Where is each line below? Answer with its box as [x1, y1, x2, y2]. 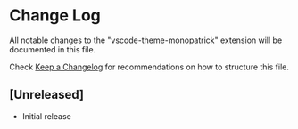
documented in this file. [9, 44, 96, 54]
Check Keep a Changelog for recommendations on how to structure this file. [9, 61, 290, 72]
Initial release [21, 110, 71, 121]
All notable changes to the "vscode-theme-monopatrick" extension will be [9, 35, 283, 45]
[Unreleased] [9, 87, 85, 102]
